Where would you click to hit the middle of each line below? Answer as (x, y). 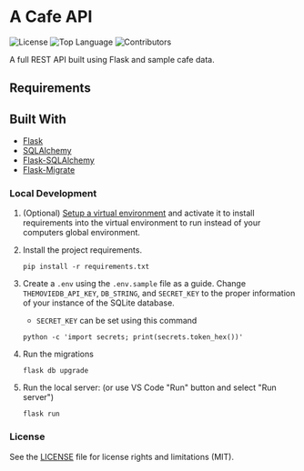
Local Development (53, 194)
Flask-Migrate (49, 170)
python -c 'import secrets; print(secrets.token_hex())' (133, 337)
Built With (38, 119)
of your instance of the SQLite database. (98, 303)
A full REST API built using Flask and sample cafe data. (112, 59)
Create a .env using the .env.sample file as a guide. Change (134, 284)
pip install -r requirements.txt (86, 267)
